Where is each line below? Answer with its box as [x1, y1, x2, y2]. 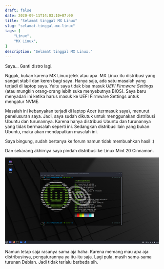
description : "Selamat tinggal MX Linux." [5, 49, 93, 54]
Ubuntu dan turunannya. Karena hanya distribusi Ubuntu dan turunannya [5, 118, 151, 124]
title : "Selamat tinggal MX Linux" [5, 18, 78, 23]
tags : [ [5, 28, 21, 34]
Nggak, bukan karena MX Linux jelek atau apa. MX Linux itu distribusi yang [5, 72, 156, 78]
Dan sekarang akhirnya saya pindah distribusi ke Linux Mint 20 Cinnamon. [5, 147, 154, 153]
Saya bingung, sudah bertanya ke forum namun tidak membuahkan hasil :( [5, 138, 155, 144]
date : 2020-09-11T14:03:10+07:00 [5, 13, 73, 18]
